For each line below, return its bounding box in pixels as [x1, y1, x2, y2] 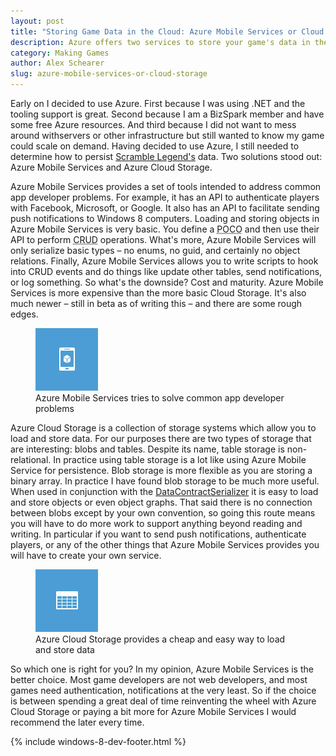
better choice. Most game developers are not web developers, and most [10, 674, 308, 685]
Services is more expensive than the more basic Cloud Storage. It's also [10, 287, 307, 299]
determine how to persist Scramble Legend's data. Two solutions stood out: [10, 151, 323, 162]
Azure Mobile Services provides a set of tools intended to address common [10, 181, 322, 192]
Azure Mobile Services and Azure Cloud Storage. [10, 161, 213, 173]
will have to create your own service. [10, 550, 162, 561]
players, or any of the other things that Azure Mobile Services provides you [10, 539, 320, 550]
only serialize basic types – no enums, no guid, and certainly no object [10, 245, 301, 256]
